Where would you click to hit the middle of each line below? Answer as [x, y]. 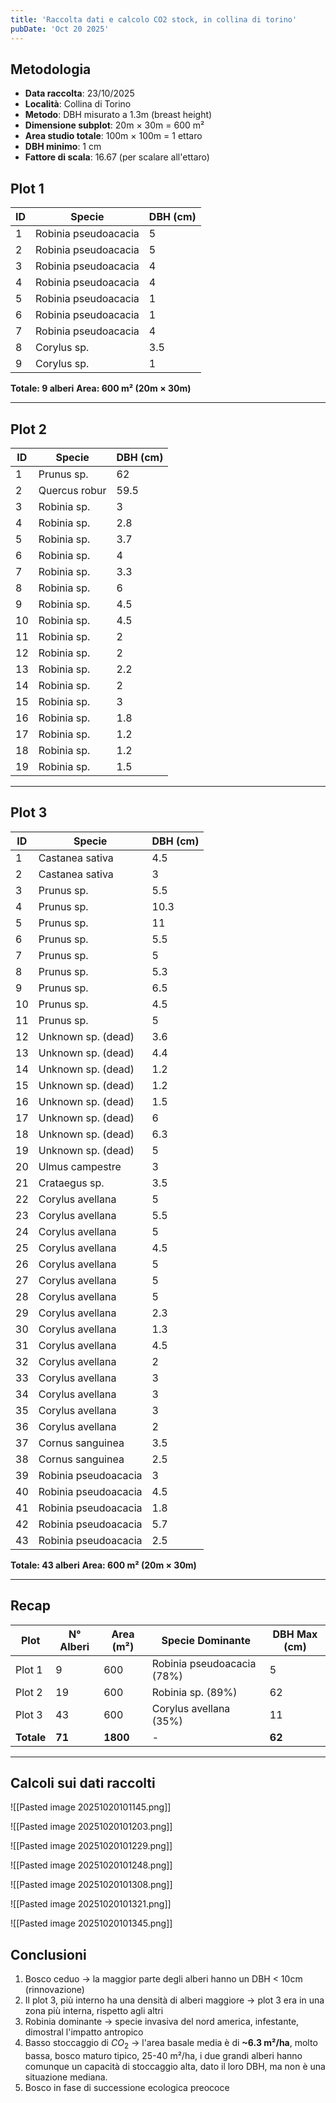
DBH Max [295, 1634]
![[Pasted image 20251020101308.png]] [91, 1885]
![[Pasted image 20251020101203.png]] [91, 1827]
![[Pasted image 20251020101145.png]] [91, 1807]
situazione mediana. [66, 2077]
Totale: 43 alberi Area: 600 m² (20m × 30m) [103, 1565]
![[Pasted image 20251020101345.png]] [91, 1923]
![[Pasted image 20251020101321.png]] [91, 1904]
